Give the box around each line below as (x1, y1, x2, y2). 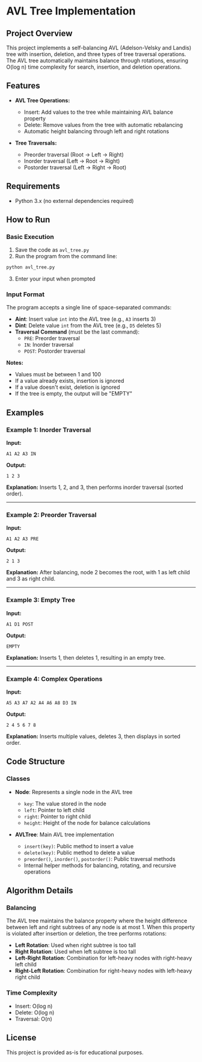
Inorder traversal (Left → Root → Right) (23, 157, 120, 164)
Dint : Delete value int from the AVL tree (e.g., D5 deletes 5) (14, 322, 162, 329)
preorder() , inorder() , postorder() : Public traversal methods (23, 855, 176, 862)
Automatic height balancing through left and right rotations (23, 128, 170, 135)
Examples (6, 408, 44, 418)
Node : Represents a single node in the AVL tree (14, 788, 133, 795)
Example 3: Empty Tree (6, 596, 76, 604)
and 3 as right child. (6, 575, 56, 582)
